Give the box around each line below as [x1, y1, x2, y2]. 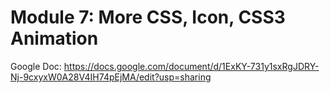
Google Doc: [10, 60, 62, 72]
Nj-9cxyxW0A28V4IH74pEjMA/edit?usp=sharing [10, 71, 212, 83]
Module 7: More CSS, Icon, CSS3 [10, 6, 286, 29]
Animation [10, 27, 99, 50]
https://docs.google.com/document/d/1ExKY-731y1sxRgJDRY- [63, 60, 320, 72]
